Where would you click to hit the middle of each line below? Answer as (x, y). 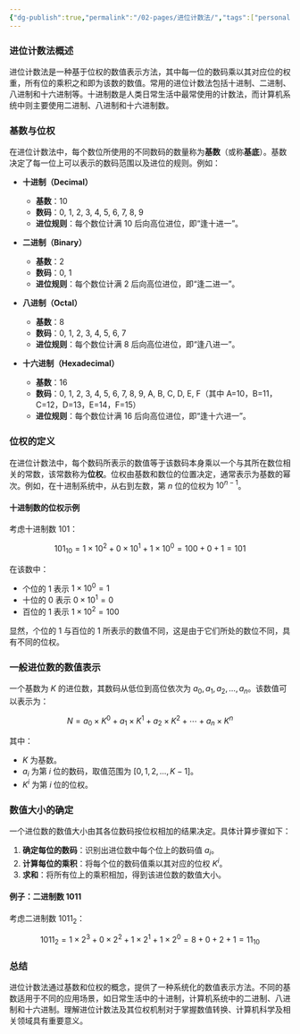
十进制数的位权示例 (45, 508)
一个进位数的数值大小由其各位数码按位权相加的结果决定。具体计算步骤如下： (150, 831)
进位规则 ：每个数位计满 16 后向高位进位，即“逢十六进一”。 (143, 416)
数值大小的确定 (42, 809)
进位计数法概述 (42, 50)
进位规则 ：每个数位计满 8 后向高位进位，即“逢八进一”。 (137, 345)
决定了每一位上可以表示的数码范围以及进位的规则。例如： (115, 163)
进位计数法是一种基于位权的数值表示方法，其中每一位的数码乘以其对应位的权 (150, 72)
